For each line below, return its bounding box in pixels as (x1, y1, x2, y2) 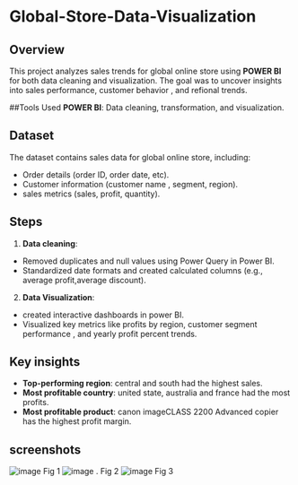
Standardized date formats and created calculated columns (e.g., (22, 264, 263, 275)
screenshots (9, 442, 82, 457)
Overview (9, 42, 66, 57)
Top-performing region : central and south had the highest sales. (22, 378, 263, 389)
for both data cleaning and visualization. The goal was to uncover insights (9, 75, 283, 86)
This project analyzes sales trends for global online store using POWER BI (9, 65, 282, 76)
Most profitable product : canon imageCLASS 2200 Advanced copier (22, 406, 279, 418)
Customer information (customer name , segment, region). (22, 178, 239, 189)
